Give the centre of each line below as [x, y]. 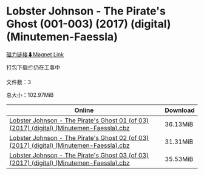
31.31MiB [179, 142]
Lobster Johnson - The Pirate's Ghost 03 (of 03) [79, 155]
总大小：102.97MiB [30, 94]
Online [84, 110]
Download [180, 110]
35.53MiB [179, 159]
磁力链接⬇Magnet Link [35, 54]
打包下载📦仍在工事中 [33, 67]
